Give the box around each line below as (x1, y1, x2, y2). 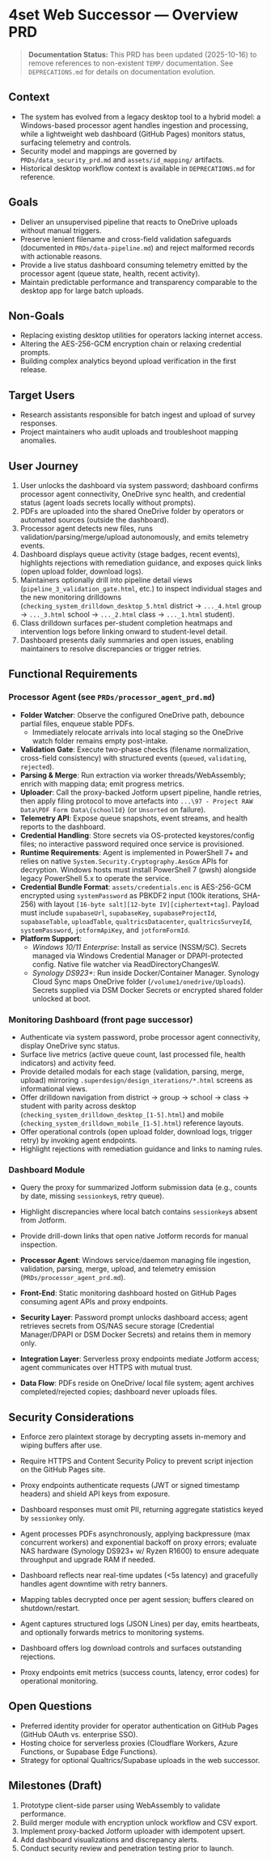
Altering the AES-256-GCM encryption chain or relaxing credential (19, 339, 242, 349)
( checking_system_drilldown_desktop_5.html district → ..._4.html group (19, 601, 262, 610)
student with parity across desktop (19, 1100, 137, 1110)
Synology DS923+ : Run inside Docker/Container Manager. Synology (32, 968, 260, 977)
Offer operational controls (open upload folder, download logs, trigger (19, 1126, 253, 1136)
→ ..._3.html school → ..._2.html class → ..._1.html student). (19, 609, 235, 619)
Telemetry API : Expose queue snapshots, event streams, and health (19, 813, 248, 823)
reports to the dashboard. (19, 821, 106, 831)
